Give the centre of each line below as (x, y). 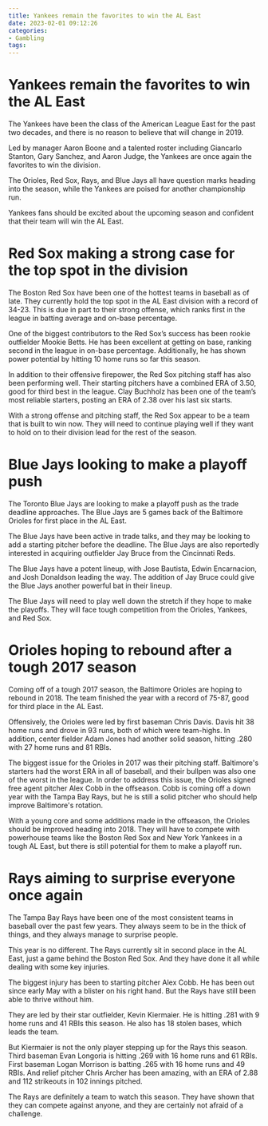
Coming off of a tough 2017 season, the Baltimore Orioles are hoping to (125, 689)
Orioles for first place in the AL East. (68, 521)
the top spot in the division (99, 270)
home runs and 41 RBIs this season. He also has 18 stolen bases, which (125, 1023)
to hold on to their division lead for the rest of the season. (102, 432)
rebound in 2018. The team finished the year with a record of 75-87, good (129, 698)
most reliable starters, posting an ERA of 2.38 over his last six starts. (120, 400)
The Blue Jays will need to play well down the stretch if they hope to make (130, 601)
